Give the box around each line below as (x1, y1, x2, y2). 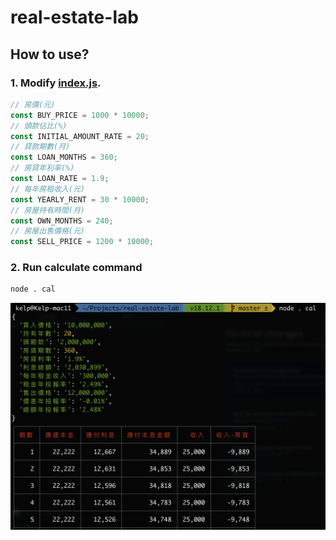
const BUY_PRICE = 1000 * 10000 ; (10, 110, 150, 120)
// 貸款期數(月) (10, 142, 71, 152)
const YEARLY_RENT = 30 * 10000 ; (10, 194, 150, 205)
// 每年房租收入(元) (10, 184, 86, 194)
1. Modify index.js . (10, 76, 102, 90)
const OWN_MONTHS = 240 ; (10, 216, 114, 226)
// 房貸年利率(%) (10, 163, 75, 173)
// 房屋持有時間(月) (10, 205, 86, 215)
